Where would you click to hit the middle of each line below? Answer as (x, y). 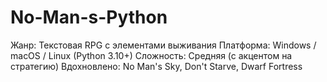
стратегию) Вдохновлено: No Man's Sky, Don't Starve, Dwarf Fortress (156, 66)
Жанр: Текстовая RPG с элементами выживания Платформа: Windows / (163, 45)
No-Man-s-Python (89, 17)
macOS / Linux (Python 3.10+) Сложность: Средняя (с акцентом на (151, 55)
